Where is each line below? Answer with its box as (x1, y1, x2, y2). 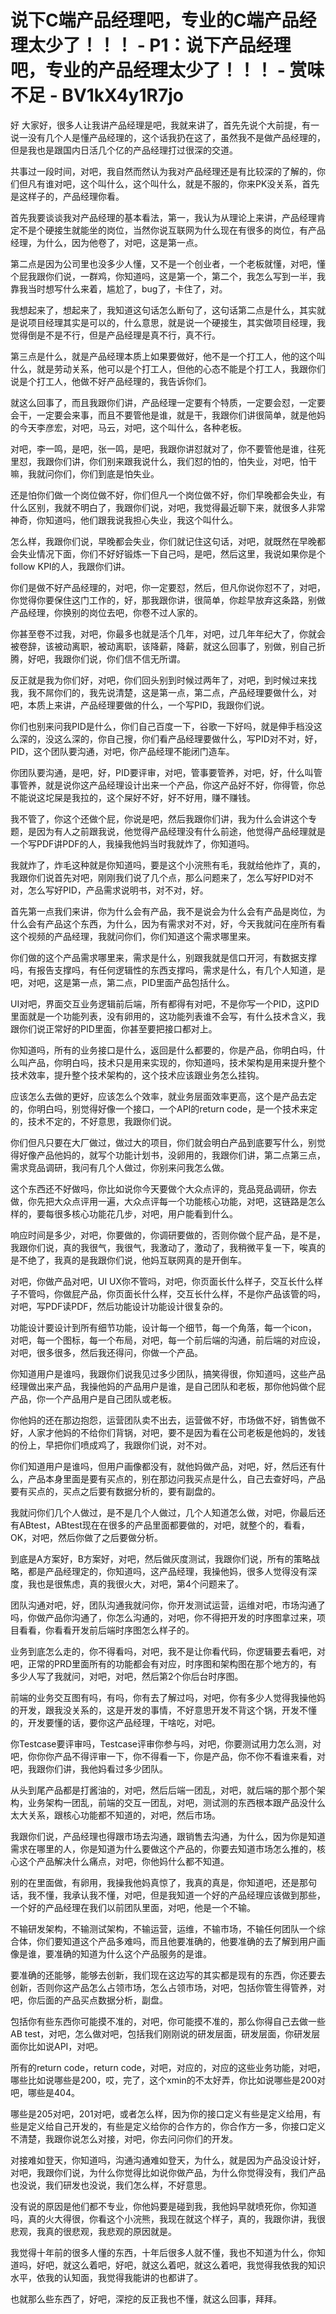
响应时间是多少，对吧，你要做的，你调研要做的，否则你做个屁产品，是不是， (10, 1229, 326, 1241)
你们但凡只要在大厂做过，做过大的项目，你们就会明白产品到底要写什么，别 (10, 1136, 317, 1148)
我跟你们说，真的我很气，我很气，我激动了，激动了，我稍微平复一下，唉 (10, 1241, 308, 1253)
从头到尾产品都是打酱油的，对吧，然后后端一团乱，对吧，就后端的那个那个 (10, 1784, 317, 1796)
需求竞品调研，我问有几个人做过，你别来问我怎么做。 (10, 1161, 230, 1173)
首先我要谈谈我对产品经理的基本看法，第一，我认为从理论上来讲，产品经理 (10, 211, 317, 223)
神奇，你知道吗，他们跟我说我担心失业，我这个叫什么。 (10, 514, 238, 526)
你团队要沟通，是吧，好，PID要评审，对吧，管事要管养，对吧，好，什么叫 (10, 766, 314, 778)
